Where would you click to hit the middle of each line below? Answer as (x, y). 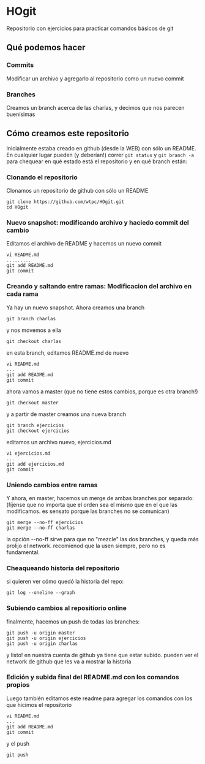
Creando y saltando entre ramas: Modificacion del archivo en (99, 287)
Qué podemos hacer (46, 48)
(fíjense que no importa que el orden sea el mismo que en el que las (92, 504)
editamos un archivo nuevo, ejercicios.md (59, 442)
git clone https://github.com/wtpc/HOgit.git (65, 202)
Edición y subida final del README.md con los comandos (93, 677)
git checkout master (33, 403)
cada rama (22, 294)
